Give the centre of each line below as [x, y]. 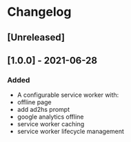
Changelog [39, 12]
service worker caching [51, 124]
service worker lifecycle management [70, 132]
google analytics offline [50, 117]
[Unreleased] [36, 37]
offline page [34, 102]
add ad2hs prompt [43, 110]
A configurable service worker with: [68, 95]
